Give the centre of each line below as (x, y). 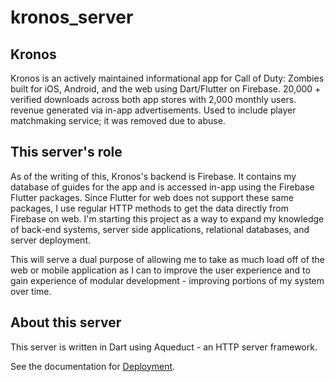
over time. (31, 291)
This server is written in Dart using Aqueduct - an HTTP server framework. (164, 347)
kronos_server (72, 17)
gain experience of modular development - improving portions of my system (167, 280)
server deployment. (51, 240)
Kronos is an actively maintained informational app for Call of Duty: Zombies (167, 78)
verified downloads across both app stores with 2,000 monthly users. (153, 99)
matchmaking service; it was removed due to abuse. (118, 120)
